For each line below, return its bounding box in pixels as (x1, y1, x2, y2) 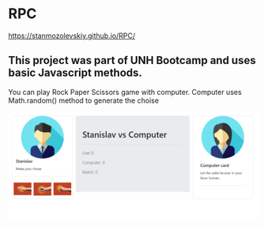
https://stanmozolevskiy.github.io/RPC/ (8, 31, 136, 40)
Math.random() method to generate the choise (8, 96, 160, 105)
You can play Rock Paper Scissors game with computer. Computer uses (8, 87, 243, 96)
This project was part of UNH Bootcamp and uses (8, 54, 256, 67)
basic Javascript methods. (8, 66, 142, 80)
